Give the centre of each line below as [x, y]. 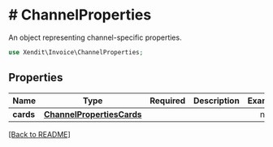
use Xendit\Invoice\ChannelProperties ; [76, 52]
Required [168, 101]
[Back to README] [39, 134]
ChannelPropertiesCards [93, 114]
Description [217, 101]
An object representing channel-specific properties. [95, 37]
